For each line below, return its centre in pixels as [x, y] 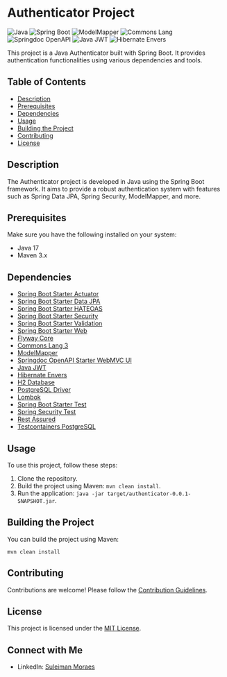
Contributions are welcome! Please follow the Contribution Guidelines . [108, 590]
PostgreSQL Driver [44, 390]
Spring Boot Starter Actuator [58, 294]
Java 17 [28, 248]
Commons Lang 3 [43, 345]
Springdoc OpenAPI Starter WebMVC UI [74, 360]
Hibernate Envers [42, 375]
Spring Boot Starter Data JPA [59, 301]
